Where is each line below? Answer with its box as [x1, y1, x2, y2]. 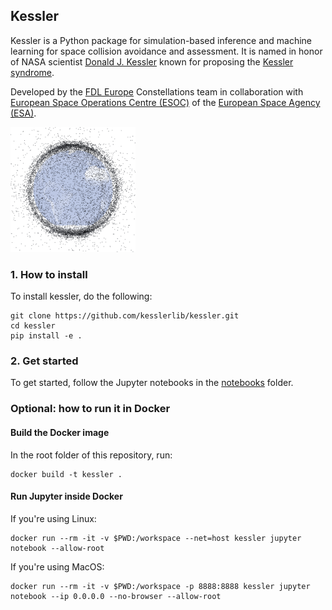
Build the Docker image [10, 426, 110, 438]
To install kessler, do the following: [10, 290, 153, 303]
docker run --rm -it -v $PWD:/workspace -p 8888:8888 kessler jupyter [10, 581, 311, 591]
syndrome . [10, 66, 55, 78]
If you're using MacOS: [10, 560, 105, 573]
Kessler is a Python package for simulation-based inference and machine [10, 34, 313, 46]
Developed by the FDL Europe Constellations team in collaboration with [10, 85, 304, 98]
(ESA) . [10, 107, 37, 119]
